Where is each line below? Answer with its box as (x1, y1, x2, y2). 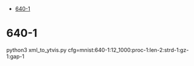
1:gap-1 (6, 53, 24, 60)
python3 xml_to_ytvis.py (6, 46, 67, 53)
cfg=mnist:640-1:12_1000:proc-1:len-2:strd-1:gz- (68, 46, 189, 53)
